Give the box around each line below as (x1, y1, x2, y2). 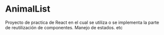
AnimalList (5, 3, 51, 15)
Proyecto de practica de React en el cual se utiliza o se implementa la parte (5, 19, 160, 25)
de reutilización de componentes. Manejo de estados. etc (5, 24, 123, 30)
